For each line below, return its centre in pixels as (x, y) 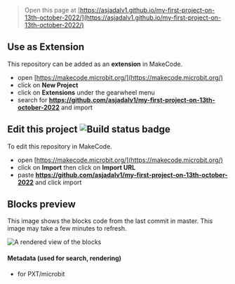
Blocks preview (41, 204)
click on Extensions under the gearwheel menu (86, 92)
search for (32, 100)
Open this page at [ (52, 10)
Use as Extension (46, 47)
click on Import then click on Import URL (76, 167)
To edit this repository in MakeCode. (60, 146)
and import (76, 107)
